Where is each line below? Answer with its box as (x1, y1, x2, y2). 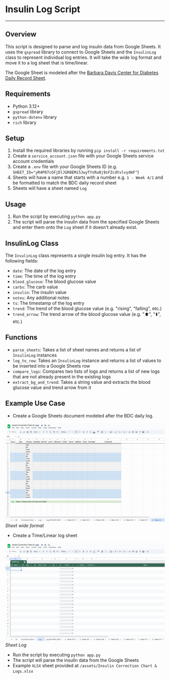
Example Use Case (5, 399, 66, 408)
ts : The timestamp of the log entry (12, 300, 84, 306)
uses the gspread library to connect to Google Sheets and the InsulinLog (5, 49, 156, 55)
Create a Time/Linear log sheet (12, 532, 77, 538)
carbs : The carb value (12, 284, 58, 290)
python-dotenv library (12, 114, 57, 120)
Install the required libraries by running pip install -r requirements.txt (12, 147, 165, 153)
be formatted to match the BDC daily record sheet (12, 180, 117, 186)
